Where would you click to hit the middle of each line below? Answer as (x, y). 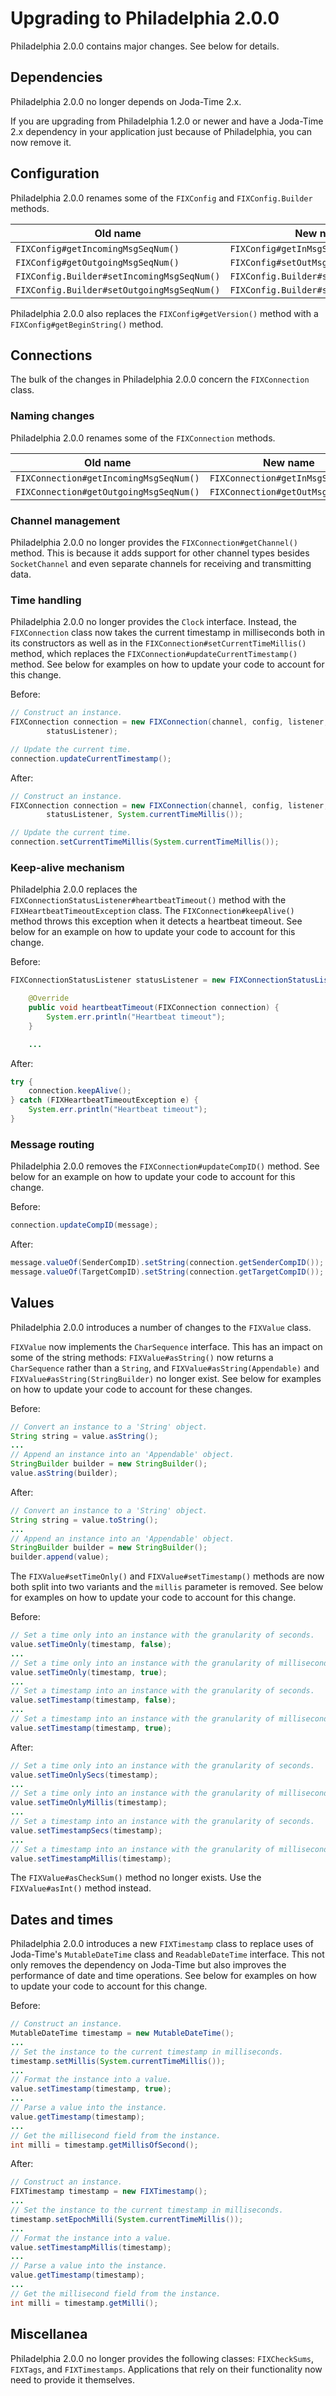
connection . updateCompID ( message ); (84, 1225)
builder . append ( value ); (60, 1557)
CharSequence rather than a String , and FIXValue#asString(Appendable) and (165, 1368)
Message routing (52, 1144)
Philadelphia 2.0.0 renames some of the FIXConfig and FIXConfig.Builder (161, 198)
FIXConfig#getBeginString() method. (87, 324)
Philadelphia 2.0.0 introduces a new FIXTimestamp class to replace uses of (162, 1944)
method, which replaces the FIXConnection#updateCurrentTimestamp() (154, 654)
